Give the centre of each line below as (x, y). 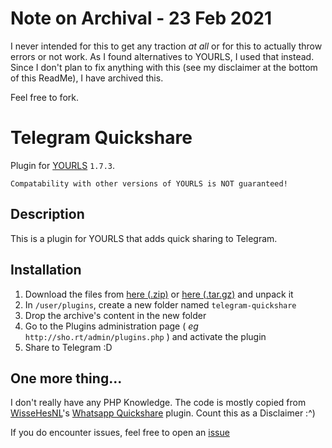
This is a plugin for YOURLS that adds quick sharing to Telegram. (144, 238)
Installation (46, 270)
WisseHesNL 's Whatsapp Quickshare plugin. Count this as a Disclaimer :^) (163, 413)
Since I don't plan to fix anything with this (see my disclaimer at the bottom (164, 67)
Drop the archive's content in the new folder (115, 315)
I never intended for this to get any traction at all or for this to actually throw (166, 46)
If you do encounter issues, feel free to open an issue (120, 433)
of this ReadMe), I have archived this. (87, 78)
